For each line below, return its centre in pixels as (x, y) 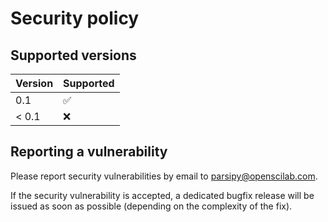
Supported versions (73, 55)
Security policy (75, 18)
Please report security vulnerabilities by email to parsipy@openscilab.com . (164, 176)
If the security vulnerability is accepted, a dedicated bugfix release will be (162, 195)
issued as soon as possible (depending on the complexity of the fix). (151, 206)
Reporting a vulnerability (89, 152)
